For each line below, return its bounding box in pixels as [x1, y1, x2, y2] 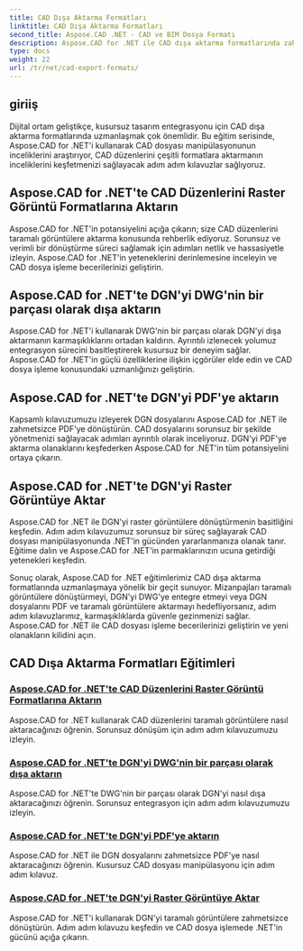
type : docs [9, 47, 50, 56]
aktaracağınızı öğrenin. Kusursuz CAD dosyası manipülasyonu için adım [9, 860, 275, 871]
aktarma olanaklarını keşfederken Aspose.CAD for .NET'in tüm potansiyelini [9, 443, 289, 453]
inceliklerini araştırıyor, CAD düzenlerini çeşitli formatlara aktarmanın [9, 150, 263, 160]
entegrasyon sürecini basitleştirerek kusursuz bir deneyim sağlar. [9, 344, 252, 356]
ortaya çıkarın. [9, 453, 63, 463]
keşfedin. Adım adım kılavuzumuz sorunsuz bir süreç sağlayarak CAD [9, 526, 268, 536]
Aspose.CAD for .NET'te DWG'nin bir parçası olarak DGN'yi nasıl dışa [9, 788, 266, 799]
